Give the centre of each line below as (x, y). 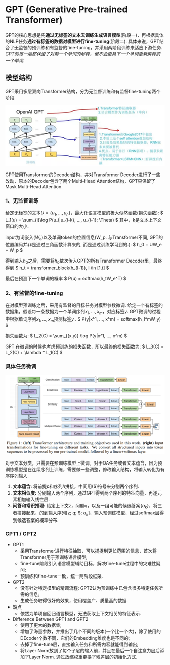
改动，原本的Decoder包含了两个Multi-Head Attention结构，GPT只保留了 (80, 181)
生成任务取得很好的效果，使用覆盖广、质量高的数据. (74, 601)
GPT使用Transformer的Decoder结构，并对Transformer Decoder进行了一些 (83, 175)
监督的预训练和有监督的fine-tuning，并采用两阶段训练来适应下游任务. (91, 47)
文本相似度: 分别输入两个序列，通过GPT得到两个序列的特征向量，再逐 (85, 493)
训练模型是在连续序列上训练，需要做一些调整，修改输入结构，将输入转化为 (83, 470)
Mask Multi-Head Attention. (34, 186)
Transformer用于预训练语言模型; (54, 557)
